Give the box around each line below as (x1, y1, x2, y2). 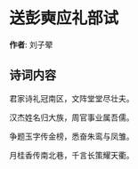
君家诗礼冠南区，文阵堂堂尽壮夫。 (9, 93, 134, 103)
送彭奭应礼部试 (9, 8, 119, 28)
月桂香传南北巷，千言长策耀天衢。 (9, 149, 134, 160)
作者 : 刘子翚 (9, 39, 53, 50)
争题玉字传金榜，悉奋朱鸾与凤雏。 (9, 131, 134, 141)
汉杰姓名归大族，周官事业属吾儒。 (9, 112, 134, 123)
